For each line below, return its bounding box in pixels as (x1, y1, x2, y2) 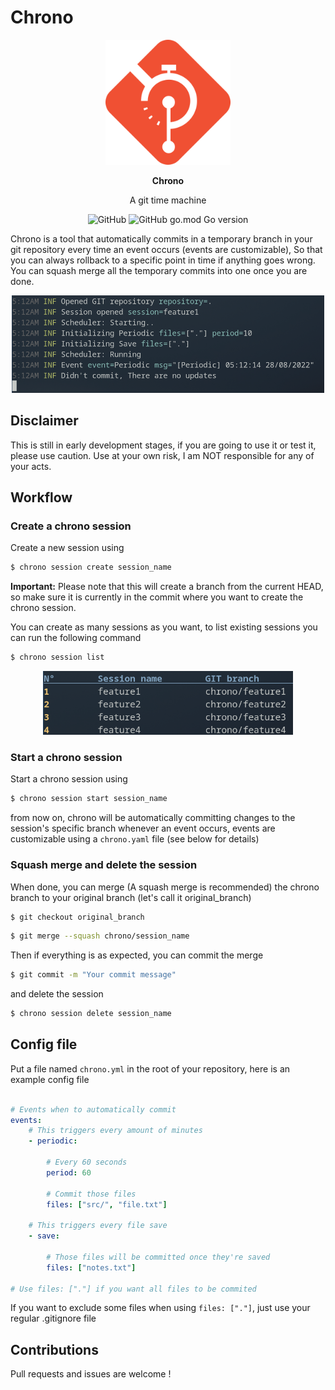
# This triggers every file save (28, 1221, 168, 1231)
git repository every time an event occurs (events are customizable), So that (10, 243, 323, 255)
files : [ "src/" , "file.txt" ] (46, 1199, 168, 1210)
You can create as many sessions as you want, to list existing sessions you (10, 621, 318, 633)
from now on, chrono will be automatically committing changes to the (10, 812, 296, 824)
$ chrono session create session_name (10, 562, 172, 573)
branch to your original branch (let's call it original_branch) (10, 891, 252, 903)
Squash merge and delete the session (10, 858, 198, 872)
